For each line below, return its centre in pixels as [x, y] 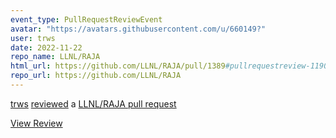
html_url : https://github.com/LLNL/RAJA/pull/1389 [118, 66]
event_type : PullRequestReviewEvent [86, 19]
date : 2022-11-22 [46, 47]
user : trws [33, 38]
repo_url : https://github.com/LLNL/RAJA [96, 76]
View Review [36, 123]
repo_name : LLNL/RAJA [55, 57]
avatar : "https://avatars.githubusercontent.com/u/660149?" [138, 29]
